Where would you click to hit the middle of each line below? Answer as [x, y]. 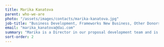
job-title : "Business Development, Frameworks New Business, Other [75, 23]
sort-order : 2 [20, 37]
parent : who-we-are [25, 14]
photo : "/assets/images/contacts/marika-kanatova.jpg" [62, 19]
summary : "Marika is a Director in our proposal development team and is [82, 32]
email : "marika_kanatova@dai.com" [40, 28]
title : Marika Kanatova [29, 10]
